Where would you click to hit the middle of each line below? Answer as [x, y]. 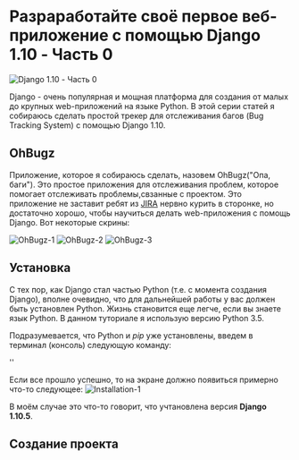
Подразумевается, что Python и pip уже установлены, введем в [131, 335]
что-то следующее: [46, 389]
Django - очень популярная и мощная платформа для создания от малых [149, 97]
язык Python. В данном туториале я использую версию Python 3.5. [137, 318]
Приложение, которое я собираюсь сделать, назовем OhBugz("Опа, [140, 175]
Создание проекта [64, 443]
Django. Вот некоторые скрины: [70, 222]
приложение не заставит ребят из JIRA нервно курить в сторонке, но [141, 203]
